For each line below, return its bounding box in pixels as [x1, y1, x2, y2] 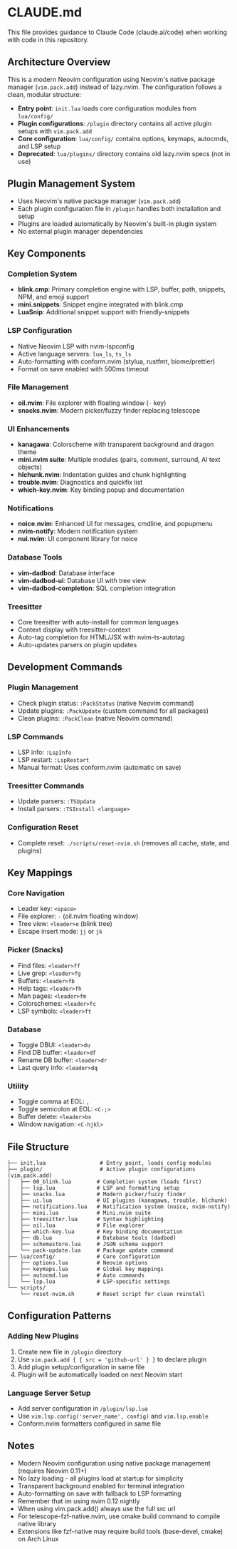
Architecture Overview [7, 56, 111, 68]
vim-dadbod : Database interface [17, 568, 115, 577]
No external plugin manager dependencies [17, 227, 144, 235]
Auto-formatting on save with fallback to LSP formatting [17, 1489, 181, 1498]
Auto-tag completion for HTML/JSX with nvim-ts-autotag [17, 633, 185, 642]
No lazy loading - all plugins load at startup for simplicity [17, 1473, 184, 1483]
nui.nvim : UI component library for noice [17, 535, 138, 543]
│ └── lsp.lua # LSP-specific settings [7, 1278, 171, 1285]
